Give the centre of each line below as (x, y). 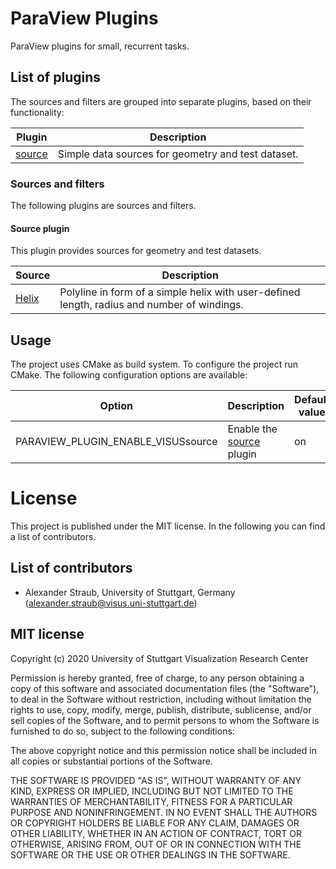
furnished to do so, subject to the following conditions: (122, 731)
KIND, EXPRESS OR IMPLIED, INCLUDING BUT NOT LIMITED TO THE (152, 791)
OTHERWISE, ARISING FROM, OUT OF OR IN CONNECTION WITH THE (156, 844)
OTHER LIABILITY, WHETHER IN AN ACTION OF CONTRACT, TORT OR (156, 833)
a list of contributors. (53, 536)
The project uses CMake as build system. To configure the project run (154, 364)
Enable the (252, 429)
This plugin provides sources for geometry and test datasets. (136, 251)
